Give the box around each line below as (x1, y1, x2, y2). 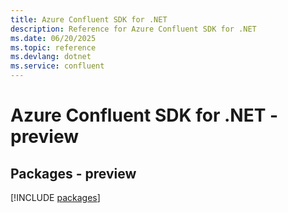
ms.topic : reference (10, 42, 97, 53)
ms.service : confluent (10, 61, 105, 71)
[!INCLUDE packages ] (10, 192, 101, 203)
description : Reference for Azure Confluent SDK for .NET (10, 24, 257, 34)
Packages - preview (10, 165, 137, 182)
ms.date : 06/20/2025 (10, 33, 97, 43)
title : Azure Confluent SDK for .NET (10, 14, 168, 25)
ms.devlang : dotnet (10, 52, 92, 62)
